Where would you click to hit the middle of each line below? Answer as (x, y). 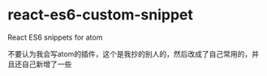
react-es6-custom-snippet (101, 15)
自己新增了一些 (47, 64)
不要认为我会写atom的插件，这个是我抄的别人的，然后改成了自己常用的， (130, 53)
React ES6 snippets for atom (55, 37)
